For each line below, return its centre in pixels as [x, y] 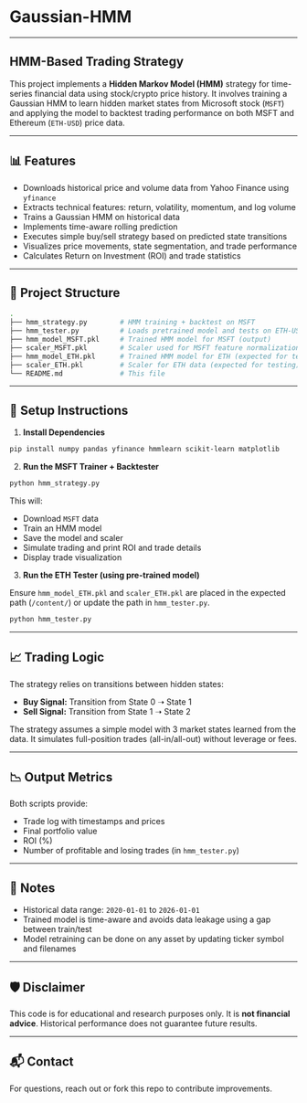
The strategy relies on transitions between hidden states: [116, 684]
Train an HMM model [62, 528]
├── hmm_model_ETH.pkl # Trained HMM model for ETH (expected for [148, 356]
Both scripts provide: [49, 804]
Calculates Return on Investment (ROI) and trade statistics [132, 255]
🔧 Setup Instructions [69, 410]
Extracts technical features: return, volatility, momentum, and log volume [159, 207]
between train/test [58, 929]
